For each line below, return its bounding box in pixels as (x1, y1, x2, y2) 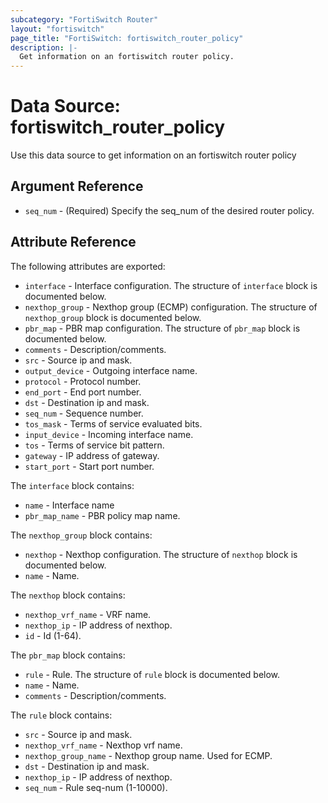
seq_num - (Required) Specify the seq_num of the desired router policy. (24, 204, 315, 216)
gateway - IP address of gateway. (24, 449, 160, 461)
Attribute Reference (10, 234, 137, 251)
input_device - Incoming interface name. (24, 428, 194, 440)
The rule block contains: (10, 709, 113, 721)
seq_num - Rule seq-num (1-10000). (24, 781, 168, 793)
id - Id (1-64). (24, 629, 82, 641)
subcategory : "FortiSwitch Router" (10, 14, 159, 25)
